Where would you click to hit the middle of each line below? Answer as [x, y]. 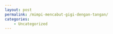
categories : [17, 19]
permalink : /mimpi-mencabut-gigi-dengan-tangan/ [56, 14]
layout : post [18, 10]
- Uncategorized [31, 24]
